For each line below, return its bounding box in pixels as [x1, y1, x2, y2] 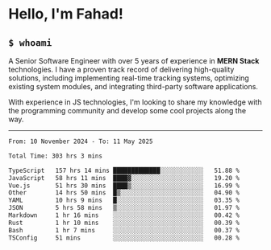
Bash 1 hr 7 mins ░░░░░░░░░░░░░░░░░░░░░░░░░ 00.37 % [8, 226, 240, 234]
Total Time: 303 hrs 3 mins [8, 152, 103, 160]
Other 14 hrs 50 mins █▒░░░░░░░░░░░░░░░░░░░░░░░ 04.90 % [8, 189, 240, 197]
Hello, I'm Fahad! [8, 5, 123, 23]
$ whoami [8, 37, 52, 48]
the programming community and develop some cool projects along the [8, 106, 247, 115]
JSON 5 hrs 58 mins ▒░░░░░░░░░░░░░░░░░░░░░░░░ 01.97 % [8, 204, 240, 212]
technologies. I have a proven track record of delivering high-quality [8, 65, 235, 74]
